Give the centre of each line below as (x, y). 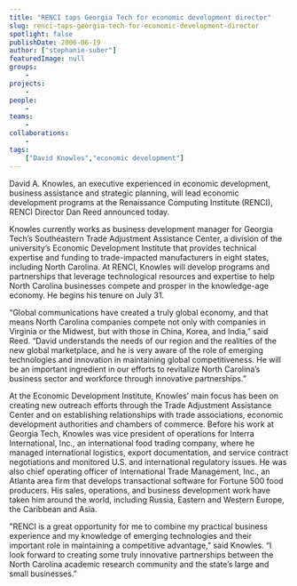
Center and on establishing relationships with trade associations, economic (146, 414)
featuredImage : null (47, 59)
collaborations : (39, 133)
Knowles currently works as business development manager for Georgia (141, 229)
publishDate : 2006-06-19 (55, 42)
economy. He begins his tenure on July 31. (87, 295)
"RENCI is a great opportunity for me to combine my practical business (139, 526)
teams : (21, 116)
